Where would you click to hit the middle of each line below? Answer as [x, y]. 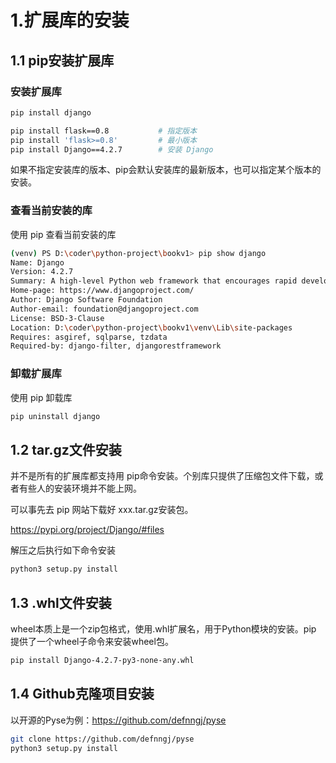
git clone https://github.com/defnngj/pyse [102, 739]
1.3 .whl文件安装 [61, 602]
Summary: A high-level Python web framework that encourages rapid [154, 281]
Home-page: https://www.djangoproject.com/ [102, 291]
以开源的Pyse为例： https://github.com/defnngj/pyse [118, 720]
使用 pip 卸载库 [41, 397]
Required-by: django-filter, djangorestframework [116, 346]
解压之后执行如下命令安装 [63, 550]
